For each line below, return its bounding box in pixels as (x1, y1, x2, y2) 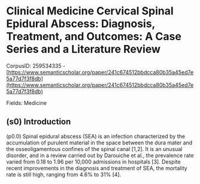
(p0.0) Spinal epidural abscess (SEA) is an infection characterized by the (6, 132, 186, 140)
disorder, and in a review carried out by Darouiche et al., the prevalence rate (6, 152, 194, 159)
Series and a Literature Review (6, 43, 160, 56)
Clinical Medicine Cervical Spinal (6, 4, 174, 18)
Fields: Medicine (6, 99, 47, 106)
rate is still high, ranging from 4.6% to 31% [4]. (6, 171, 122, 178)
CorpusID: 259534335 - (6, 62, 66, 70)
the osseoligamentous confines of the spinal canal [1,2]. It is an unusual (6, 145, 183, 152)
